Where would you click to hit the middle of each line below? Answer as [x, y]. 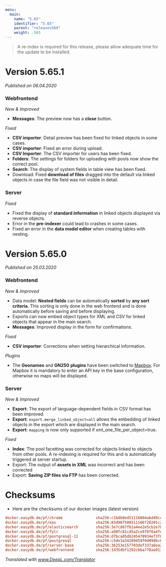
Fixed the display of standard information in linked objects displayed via [86, 213]
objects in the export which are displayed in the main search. [74, 425]
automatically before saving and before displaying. [64, 311]
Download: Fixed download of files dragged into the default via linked [83, 175]
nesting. [21, 234]
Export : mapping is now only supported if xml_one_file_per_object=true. [84, 430]
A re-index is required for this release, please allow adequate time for [88, 47]
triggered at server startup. [40, 459]
